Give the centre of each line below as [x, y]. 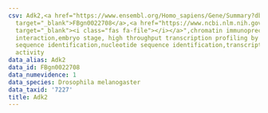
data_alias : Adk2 [37, 60]
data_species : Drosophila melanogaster [75, 82]
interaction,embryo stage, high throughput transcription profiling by [137, 38]
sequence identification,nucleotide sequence [93, 45]
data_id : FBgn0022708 [44, 68]
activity [30, 53]
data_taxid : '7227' [41, 90]
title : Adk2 [28, 97]
